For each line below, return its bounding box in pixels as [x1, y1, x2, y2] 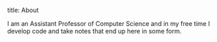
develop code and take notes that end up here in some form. [7, 27, 182, 35]
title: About [7, 6, 39, 14]
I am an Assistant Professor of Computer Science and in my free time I [7, 20, 210, 27]
